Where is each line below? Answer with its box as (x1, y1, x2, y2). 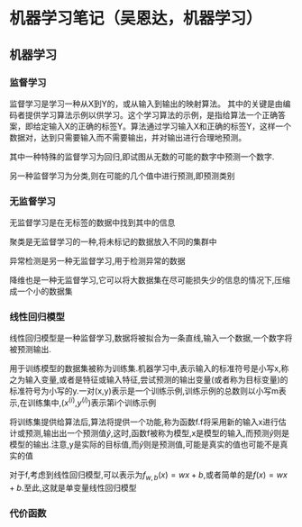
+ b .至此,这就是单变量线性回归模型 (9, 482, 137, 493)
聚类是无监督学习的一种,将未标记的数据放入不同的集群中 (9, 236, 218, 248)
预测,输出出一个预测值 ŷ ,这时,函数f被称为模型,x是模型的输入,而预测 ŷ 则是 (24, 428, 290, 439)
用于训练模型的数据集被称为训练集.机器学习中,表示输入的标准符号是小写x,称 (9, 363, 289, 374)
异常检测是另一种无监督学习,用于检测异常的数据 (9, 256, 187, 267)
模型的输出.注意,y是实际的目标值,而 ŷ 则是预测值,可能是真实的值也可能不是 (9, 439, 280, 450)
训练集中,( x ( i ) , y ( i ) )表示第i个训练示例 (27, 395, 157, 408)
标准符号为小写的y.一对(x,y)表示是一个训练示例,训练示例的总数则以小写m (9, 386, 279, 396)
